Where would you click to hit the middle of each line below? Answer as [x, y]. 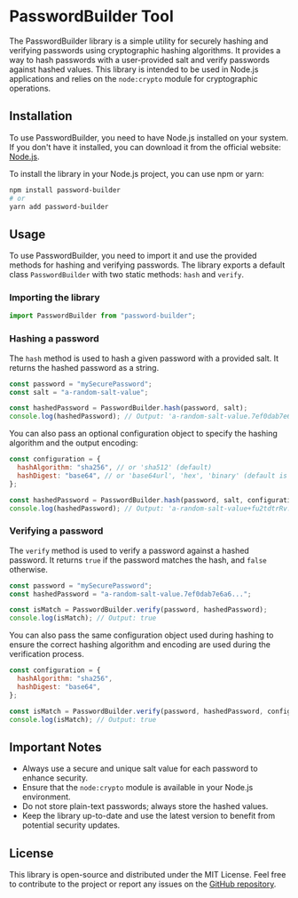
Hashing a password [54, 339]
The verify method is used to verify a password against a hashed [129, 550]
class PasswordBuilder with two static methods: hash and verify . [126, 275]
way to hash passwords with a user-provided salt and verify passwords [140, 60]
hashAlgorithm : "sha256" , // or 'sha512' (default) [115, 468]
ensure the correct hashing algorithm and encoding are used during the [140, 645]
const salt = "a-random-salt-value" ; [79, 392]
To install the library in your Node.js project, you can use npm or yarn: [137, 173]
